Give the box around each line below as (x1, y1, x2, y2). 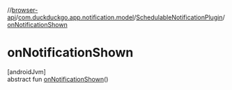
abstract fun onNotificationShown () (7, 75, 109, 83)
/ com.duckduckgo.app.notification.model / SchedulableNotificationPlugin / (15, 13, 225, 21)
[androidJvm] (7, 67, 47, 75)
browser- (11, 6, 38, 14)
